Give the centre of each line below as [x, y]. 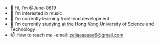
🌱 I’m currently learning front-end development [60, 18]
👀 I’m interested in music [36, 13]
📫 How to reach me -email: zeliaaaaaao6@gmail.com [67, 35]
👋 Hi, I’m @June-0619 [33, 8]
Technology [23, 29]
